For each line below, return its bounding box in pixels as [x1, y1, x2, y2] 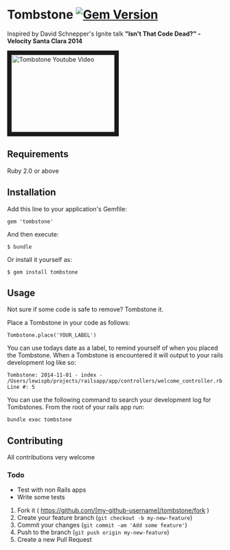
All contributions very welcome [7, 453, 95, 462]
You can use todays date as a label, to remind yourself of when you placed [7, 344, 218, 352]
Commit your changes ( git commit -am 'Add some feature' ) [16, 521, 187, 529]
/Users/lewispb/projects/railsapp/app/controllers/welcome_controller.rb [7, 378, 223, 385]
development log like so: [7, 359, 77, 367]
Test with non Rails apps [16, 486, 87, 494]
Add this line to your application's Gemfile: [7, 204, 127, 213]
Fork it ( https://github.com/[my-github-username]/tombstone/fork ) [16, 506, 209, 514]
